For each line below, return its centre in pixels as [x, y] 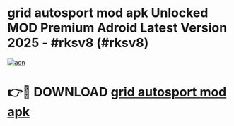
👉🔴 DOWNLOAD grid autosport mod [117, 92]
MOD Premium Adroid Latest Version [117, 28]
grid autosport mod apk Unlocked [108, 13]
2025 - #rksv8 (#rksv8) [78, 43]
